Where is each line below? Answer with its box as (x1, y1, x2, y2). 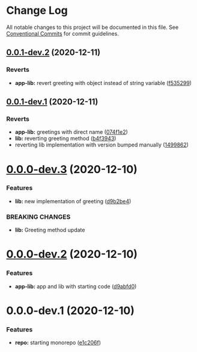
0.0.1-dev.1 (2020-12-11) (6, 97, 98, 107)
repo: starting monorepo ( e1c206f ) (14, 339, 101, 347)
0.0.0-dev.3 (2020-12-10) (6, 162, 138, 176)
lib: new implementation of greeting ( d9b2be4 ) (14, 197, 132, 205)
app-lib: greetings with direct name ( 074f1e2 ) (14, 128, 128, 136)
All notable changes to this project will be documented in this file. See (6, 24, 179, 31)
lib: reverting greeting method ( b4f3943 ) (14, 135, 117, 142)
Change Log (6, 4, 68, 17)
